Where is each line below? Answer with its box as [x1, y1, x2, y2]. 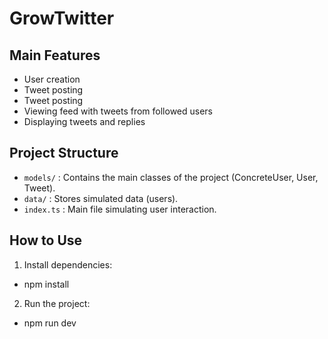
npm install [23, 278, 70, 290]
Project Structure [9, 145, 119, 162]
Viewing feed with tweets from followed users [23, 105, 214, 117]
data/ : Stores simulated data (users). [23, 192, 179, 204]
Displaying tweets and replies [23, 116, 146, 127]
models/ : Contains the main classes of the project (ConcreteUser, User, [23, 171, 319, 183]
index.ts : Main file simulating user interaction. [23, 203, 217, 215]
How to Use [9, 232, 83, 249]
